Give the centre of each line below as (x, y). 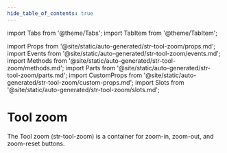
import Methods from (37, 60)
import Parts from (91, 68)
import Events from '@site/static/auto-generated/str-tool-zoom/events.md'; (114, 53)
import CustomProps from (105, 75)
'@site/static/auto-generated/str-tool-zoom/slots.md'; (83, 89)
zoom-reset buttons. (36, 143)
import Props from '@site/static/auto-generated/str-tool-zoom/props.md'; (111, 46)
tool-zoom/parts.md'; (37, 75)
